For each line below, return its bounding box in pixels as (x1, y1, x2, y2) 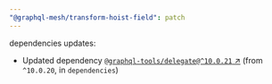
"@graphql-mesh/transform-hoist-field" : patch (9, 13, 185, 22)
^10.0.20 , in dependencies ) (21, 64, 119, 75)
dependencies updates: (9, 38, 96, 48)
